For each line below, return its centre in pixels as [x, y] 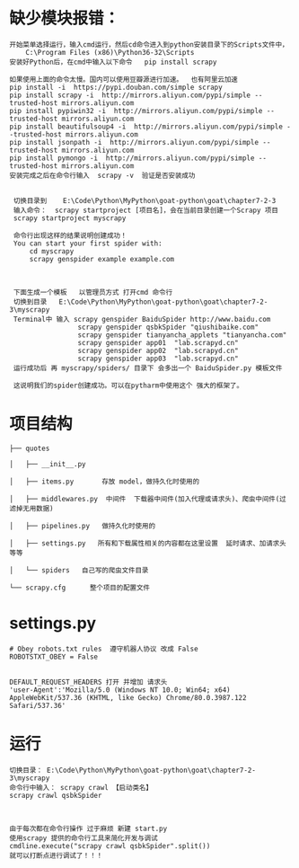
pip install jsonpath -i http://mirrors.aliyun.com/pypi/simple [134, 142]
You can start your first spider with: [88, 244]
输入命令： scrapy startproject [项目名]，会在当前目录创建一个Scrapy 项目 [145, 210]
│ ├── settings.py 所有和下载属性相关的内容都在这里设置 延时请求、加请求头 [148, 543]
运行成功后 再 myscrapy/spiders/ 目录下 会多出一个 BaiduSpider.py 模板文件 [148, 368]
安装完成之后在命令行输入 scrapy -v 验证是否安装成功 [102, 175]
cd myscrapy [52, 251]
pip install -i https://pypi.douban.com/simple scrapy [116, 87]
